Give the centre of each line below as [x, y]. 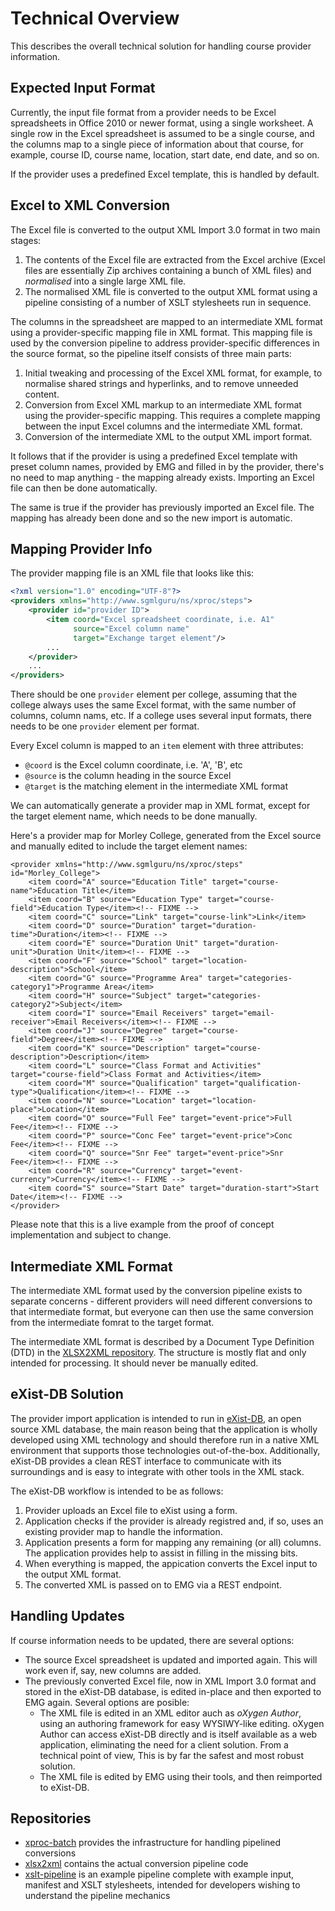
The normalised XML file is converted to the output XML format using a [171, 291]
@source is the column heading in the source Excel [128, 776]
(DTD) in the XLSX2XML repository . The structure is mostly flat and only [158, 1352]
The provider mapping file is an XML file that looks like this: [132, 573]
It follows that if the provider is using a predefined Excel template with [154, 456]
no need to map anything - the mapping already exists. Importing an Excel [162, 477]
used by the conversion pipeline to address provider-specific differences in [165, 343]
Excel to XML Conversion [90, 205]
